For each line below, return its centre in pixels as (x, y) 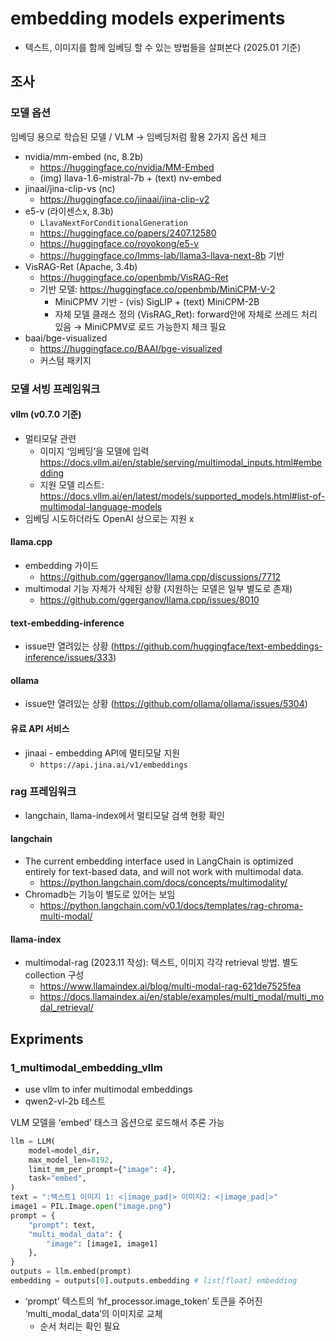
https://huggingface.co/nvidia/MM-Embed (127, 167)
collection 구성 (54, 975)
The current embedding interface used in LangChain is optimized (159, 861)
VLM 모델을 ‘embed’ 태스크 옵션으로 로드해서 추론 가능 (117, 1122)
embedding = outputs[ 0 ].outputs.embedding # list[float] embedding (154, 1281)
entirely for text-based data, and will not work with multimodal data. (164, 872)
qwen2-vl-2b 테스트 (65, 1101)
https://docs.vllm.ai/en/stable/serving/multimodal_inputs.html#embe (180, 462)
